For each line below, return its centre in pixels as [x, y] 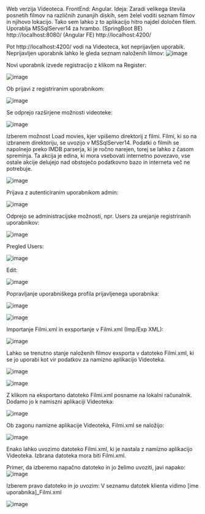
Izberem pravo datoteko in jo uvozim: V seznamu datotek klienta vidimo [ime [102, 486]
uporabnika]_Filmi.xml [34, 492]
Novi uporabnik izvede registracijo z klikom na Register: [76, 65]
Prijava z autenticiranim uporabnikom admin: [62, 192]
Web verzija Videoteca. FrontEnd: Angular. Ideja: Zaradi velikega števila [96, 9]
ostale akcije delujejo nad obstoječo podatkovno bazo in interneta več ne [99, 162]
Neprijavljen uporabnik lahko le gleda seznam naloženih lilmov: [85, 53]
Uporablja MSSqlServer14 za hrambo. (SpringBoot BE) [75, 28]
